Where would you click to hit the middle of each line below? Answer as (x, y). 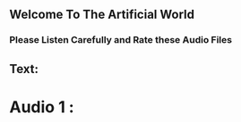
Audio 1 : (42, 107)
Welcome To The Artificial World (102, 15)
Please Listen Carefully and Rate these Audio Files (121, 40)
